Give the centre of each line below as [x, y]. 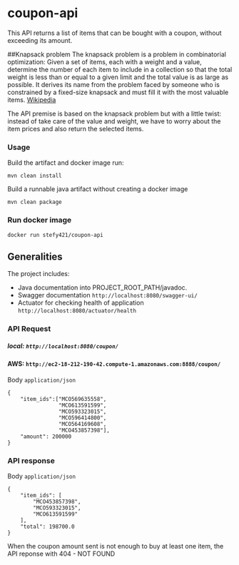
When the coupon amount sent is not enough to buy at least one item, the [116, 546]
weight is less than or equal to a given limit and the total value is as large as [118, 77]
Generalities [35, 256]
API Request [29, 329]
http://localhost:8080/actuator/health [77, 311]
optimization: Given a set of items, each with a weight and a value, [105, 61]
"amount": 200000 [46, 437]
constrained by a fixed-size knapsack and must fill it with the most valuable [118, 92]
